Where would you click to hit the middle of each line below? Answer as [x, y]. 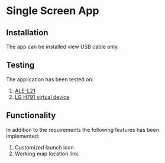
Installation [27, 33]
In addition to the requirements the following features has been [83, 129]
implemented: [23, 136]
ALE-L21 [25, 91]
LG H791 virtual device [42, 97]
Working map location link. [47, 154]
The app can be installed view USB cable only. [63, 46]
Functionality [31, 116]
